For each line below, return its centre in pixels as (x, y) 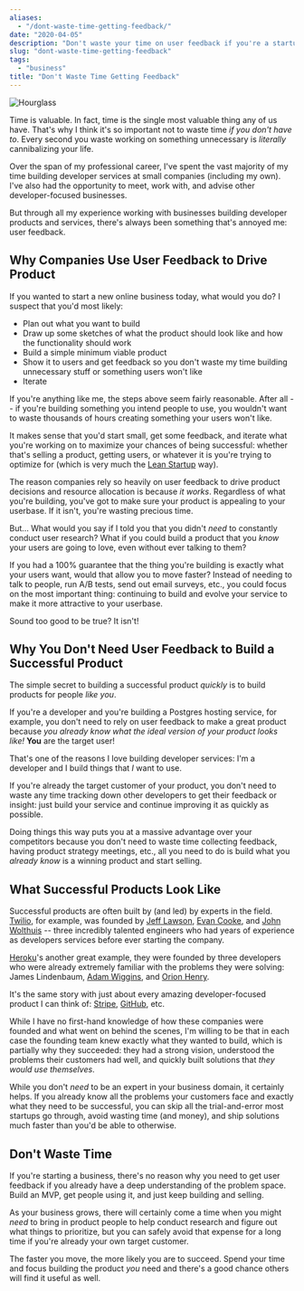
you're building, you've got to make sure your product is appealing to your (147, 501)
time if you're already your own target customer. (99, 1241)
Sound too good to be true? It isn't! (74, 621)
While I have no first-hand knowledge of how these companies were (137, 1021)
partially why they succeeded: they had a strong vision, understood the (142, 1050)
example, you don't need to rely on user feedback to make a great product (148, 722)
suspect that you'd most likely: (66, 306)
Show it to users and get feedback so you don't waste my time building (155, 362)
